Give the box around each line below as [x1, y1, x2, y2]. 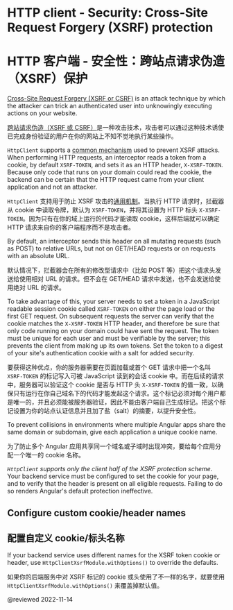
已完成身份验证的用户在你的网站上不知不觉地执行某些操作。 [7, 132, 178, 140]
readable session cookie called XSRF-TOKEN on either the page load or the [7, 305, 215, 313]
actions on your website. [7, 109, 78, 117]
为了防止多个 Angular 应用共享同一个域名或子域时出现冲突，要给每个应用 [7, 442, 216, 450]
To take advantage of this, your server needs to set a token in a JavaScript [7, 297, 220, 306]
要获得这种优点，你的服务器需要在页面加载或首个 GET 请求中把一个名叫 [7, 363, 212, 372]
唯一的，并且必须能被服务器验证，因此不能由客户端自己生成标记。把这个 [12, 398, 220, 407]
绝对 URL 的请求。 [12, 283, 66, 292]
